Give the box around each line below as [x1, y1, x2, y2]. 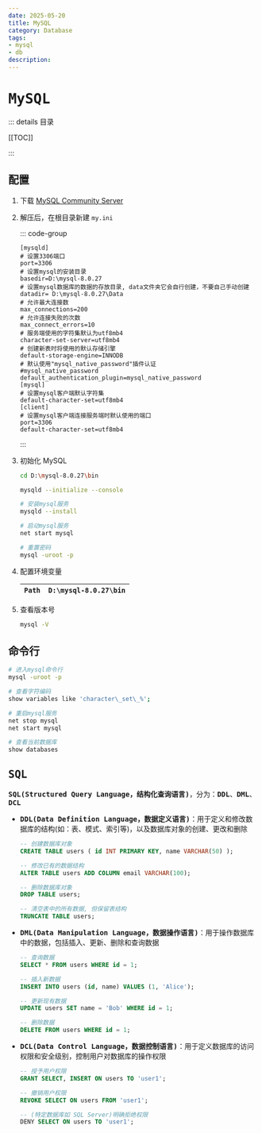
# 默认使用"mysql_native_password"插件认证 [19, 360, 156, 368]
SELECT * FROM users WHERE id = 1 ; [19, 961, 138, 969]
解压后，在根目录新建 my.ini [19, 212, 114, 222]
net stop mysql [8, 716, 59, 725]
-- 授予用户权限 [19, 1067, 67, 1075]
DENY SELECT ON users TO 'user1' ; [19, 1118, 134, 1126]
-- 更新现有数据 [19, 997, 67, 1005]
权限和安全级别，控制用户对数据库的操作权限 [19, 1051, 167, 1061]
